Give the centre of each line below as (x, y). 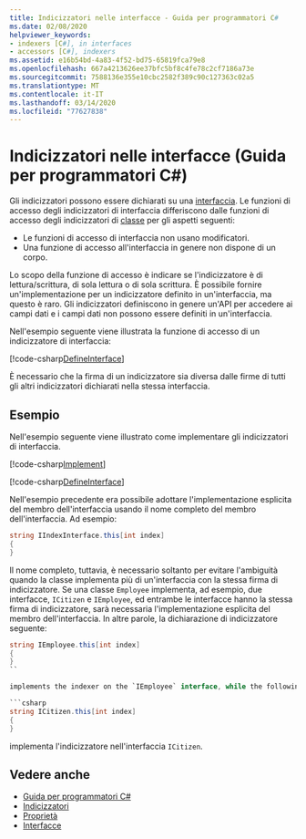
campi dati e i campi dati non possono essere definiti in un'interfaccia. (141, 314)
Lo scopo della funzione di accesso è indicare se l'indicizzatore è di (137, 275)
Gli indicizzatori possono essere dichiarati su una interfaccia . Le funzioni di (150, 201)
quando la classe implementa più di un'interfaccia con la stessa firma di (144, 579)
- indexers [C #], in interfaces (71, 43)
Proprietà (40, 816)
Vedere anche (50, 775)
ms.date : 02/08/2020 (49, 26)
